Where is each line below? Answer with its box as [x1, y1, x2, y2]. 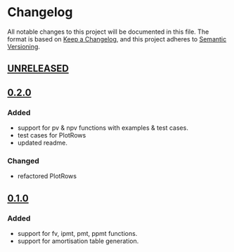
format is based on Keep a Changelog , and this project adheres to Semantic [7, 34, 227, 43]
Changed [7, 156, 40, 166]
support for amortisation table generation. [17, 237, 139, 245]
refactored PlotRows [17, 172, 77, 180]
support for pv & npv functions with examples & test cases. [17, 124, 188, 132]
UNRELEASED [7, 62, 69, 74]
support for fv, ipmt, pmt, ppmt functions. [17, 230, 138, 237]
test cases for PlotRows [17, 131, 86, 140]
